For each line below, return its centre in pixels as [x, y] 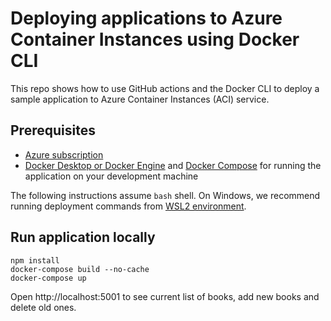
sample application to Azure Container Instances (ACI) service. [140, 99]
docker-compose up [48, 278]
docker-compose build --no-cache [80, 269]
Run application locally [83, 237]
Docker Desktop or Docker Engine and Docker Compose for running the [173, 165]
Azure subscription [64, 154]
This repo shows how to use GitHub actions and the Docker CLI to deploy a [165, 88]
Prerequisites [53, 130]
